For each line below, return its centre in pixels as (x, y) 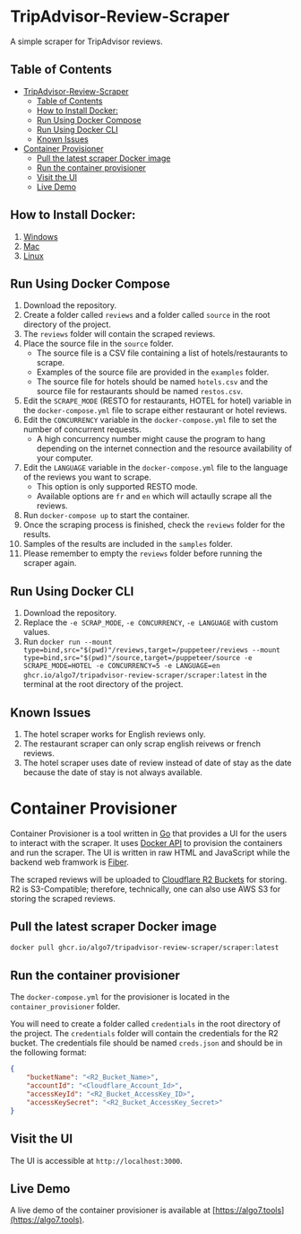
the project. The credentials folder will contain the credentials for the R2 (144, 1034)
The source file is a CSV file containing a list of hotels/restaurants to (162, 353)
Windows (40, 236)
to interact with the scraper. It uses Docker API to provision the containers (146, 842)
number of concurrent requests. (82, 429)
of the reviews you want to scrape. (87, 477)
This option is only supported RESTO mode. (117, 487)
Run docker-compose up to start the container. (107, 516)
